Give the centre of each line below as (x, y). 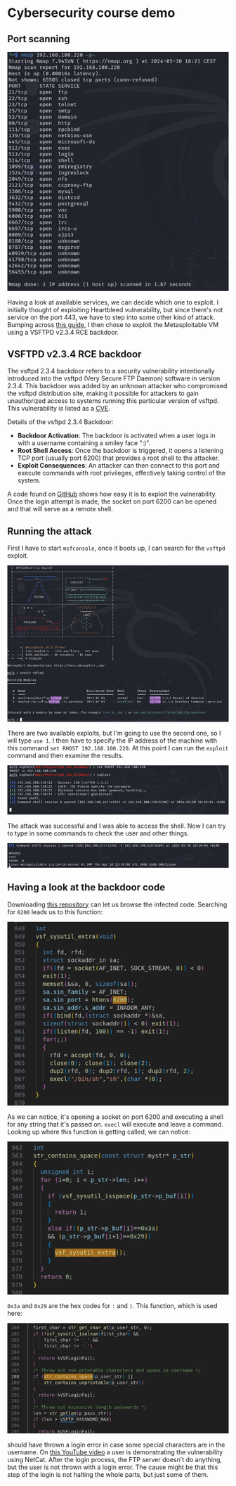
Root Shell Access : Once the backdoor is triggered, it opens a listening (120, 451)
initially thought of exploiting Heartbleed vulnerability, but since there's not (115, 309)
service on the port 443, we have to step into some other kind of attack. (111, 317)
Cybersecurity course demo (91, 13)
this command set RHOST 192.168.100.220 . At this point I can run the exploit (118, 748)
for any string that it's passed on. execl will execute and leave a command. (115, 1125)
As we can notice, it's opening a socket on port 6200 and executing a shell (115, 1117)
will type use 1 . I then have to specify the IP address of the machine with (112, 741)
